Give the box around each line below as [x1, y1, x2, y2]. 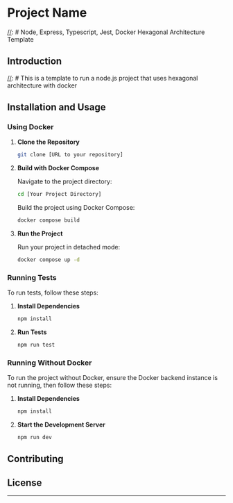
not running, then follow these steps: [7, 381, 112, 390]
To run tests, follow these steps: [7, 288, 98, 297]
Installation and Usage [7, 101, 106, 113]
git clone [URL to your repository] [17, 151, 123, 158]
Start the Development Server [17, 420, 106, 429]
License [7, 477, 42, 488]
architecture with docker [7, 81, 78, 90]
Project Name [7, 5, 87, 21]
